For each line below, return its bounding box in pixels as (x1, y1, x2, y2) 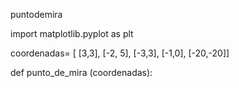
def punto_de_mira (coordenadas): (10, 67, 153, 78)
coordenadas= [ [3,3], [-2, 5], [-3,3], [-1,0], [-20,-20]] (10, 47, 230, 59)
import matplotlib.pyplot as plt (10, 28, 134, 39)
